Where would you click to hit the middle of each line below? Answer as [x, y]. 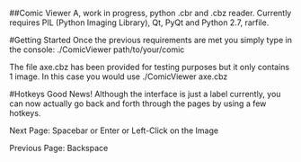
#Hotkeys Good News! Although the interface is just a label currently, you [145, 94]
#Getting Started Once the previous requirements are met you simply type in [150, 40]
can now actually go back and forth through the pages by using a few [138, 103]
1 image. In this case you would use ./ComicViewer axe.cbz [119, 76]
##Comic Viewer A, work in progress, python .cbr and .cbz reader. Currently [150, 13]
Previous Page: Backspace [59, 148]
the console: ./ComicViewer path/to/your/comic [97, 49]
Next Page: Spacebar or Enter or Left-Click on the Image [114, 130]
